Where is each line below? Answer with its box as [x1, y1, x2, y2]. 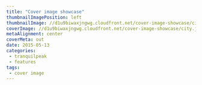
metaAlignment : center [6, 31, 63, 37]
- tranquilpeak [8, 53, 47, 59]
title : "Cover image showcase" [6, 8, 85, 15]
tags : [6, 64, 20, 71]
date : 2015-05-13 [6, 42, 50, 48]
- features [8, 59, 36, 65]
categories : [6, 48, 36, 54]
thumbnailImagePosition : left [6, 14, 82, 20]
